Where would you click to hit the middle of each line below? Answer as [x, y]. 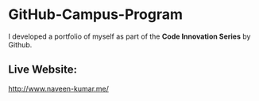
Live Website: [43, 70]
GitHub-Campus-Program [95, 15]
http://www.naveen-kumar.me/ [59, 88]
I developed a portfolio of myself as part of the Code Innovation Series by [129, 36]
